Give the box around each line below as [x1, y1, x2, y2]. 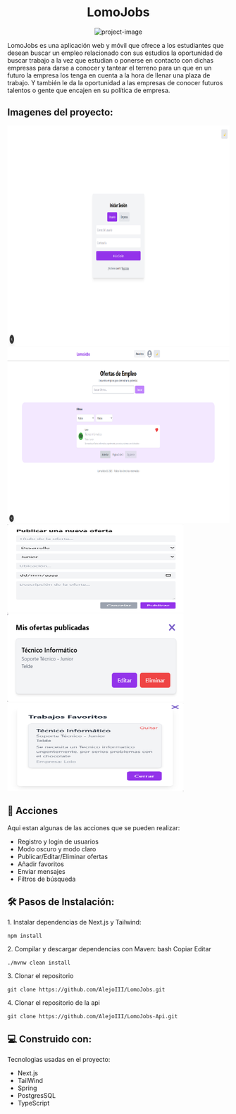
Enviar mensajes [17, 867, 66, 875]
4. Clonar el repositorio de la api [7, 999, 100, 1007]
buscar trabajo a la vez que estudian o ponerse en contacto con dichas [7, 56, 213, 64]
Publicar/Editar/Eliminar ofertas [17, 852, 108, 860]
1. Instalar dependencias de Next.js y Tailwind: [7, 918, 142, 927]
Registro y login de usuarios [17, 837, 99, 846]
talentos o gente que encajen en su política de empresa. [7, 86, 170, 94]
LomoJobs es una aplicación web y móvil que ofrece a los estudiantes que [7, 41, 224, 49]
